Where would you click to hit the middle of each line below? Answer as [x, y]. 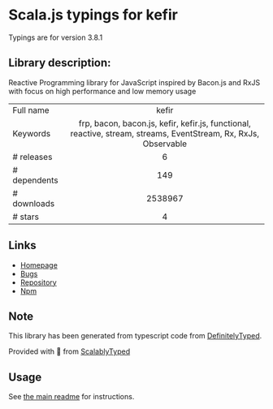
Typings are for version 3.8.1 [56, 37]
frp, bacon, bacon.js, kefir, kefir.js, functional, [165, 123]
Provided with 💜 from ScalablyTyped [69, 351]
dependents [35, 180]
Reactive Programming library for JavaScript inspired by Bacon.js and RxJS [134, 82]
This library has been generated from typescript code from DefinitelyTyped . [135, 336]
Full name [31, 110]
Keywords [32, 133]
